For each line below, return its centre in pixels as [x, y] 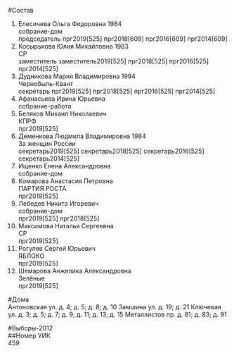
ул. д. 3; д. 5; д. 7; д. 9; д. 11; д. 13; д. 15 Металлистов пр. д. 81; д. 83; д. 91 [117, 314]
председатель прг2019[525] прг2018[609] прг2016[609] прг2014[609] [123, 39]
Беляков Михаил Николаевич [62, 113]
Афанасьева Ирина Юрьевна [62, 99]
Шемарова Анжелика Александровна [75, 271]
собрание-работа [45, 106]
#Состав [21, 10]
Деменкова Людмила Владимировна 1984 [82, 136]
